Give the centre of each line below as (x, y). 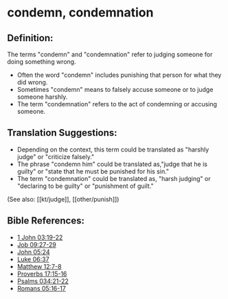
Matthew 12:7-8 (39, 266)
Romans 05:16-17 (42, 288)
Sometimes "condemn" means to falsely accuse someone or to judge (115, 89)
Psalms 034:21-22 (43, 281)
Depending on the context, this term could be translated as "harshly (113, 149)
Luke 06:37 (33, 259)
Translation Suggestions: (62, 133)
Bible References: (46, 221)
